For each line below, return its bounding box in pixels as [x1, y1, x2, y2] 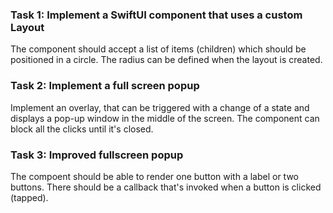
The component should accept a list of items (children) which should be [10, 43, 307, 55]
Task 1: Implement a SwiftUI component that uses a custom [10, 8, 303, 22]
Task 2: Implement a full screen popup [10, 79, 200, 93]
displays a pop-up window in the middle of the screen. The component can [10, 112, 320, 124]
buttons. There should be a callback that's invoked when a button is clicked [10, 181, 322, 193]
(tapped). [10, 191, 49, 203]
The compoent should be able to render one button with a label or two [10, 170, 300, 182]
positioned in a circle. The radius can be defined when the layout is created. [10, 54, 323, 66]
